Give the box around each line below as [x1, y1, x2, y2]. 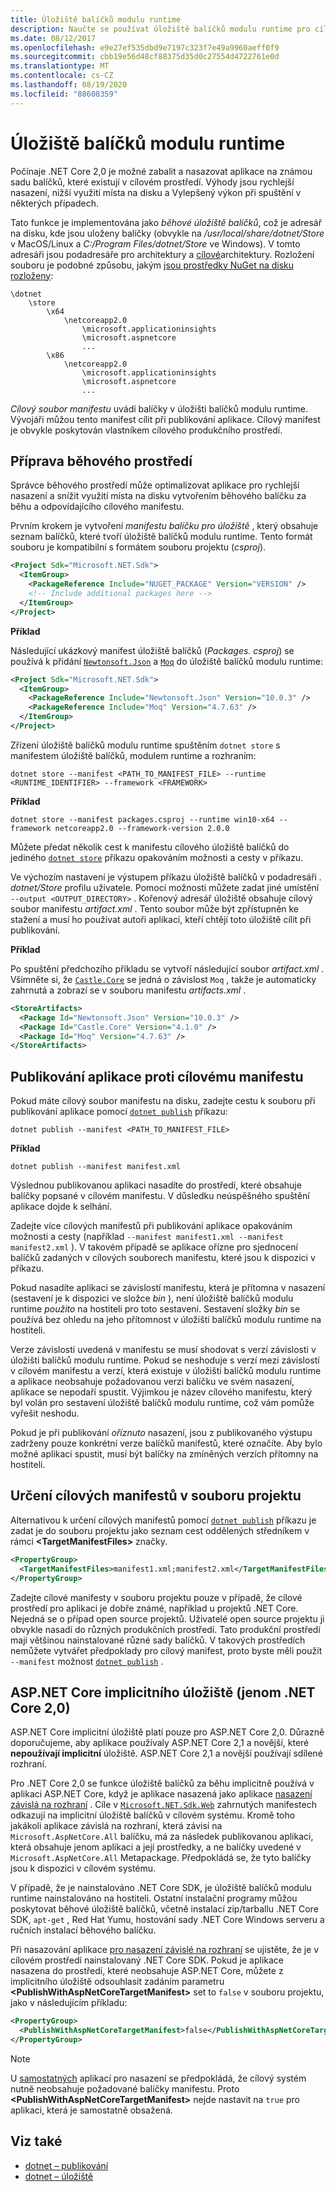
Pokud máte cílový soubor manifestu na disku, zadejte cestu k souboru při [10, 1095, 316, 1107]
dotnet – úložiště [24, 2170, 94, 2182]
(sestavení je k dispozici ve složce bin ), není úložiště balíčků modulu [10, 1292, 294, 1305]
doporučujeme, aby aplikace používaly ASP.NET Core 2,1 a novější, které [10, 1737, 310, 1749]
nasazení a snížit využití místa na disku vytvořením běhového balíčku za [10, 490, 307, 502]
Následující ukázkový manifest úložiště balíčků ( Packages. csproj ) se [10, 644, 295, 656]
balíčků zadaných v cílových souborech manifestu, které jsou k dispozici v [10, 1252, 316, 1264]
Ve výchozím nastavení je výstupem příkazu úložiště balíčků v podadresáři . [10, 871, 322, 883]
